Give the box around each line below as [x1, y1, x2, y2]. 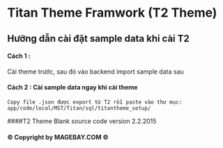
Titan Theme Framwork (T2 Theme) [7, 5, 217, 21]
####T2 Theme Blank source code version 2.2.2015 [7, 117, 157, 125]
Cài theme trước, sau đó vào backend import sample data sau [7, 67, 185, 76]
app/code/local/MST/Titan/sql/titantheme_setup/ [7, 104, 151, 112]
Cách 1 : [7, 52, 31, 60]
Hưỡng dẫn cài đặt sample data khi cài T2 [7, 33, 190, 44]
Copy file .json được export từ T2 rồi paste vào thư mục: [7, 99, 183, 106]
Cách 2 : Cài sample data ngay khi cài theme [7, 83, 138, 92]
